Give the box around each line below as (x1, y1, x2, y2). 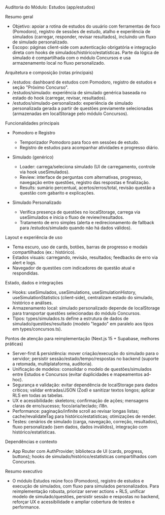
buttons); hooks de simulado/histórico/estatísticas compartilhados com (12, 454, 157, 459)
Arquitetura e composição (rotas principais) (5, 70, 94, 76)
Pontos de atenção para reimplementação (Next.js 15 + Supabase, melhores (5, 336, 160, 341)
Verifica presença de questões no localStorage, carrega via (19, 209, 140, 215)
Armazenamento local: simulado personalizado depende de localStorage (12, 305, 160, 311)
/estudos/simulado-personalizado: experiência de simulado (12, 100, 133, 106)
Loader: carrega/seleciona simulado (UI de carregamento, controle (19, 164, 156, 169)
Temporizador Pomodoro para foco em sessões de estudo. (19, 139, 139, 145)
